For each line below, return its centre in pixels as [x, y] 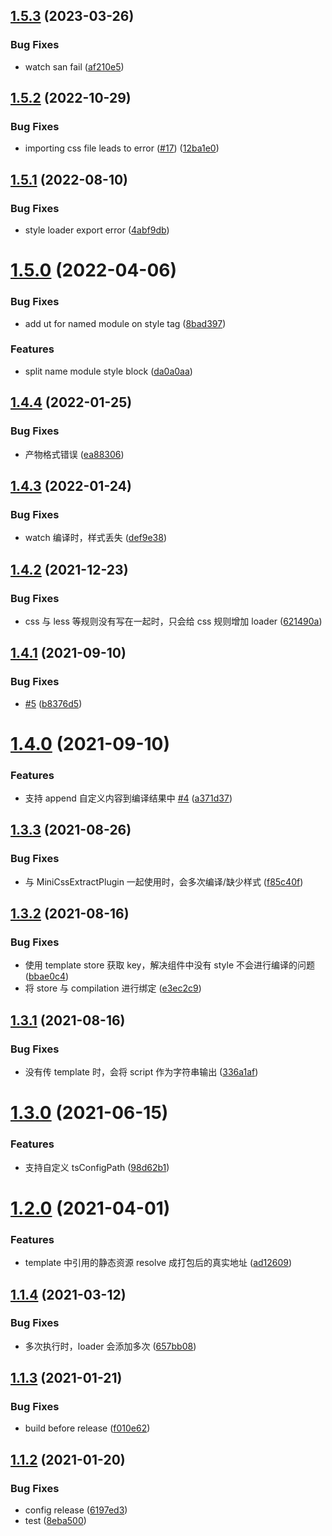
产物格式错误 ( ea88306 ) [74, 454]
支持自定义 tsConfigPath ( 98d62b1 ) [97, 1167]
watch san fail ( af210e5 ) [74, 66]
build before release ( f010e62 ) [87, 1428]
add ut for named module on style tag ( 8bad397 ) [125, 323]
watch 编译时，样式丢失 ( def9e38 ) [96, 538]
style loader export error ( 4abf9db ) [97, 230]
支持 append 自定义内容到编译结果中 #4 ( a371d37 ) [128, 798]
